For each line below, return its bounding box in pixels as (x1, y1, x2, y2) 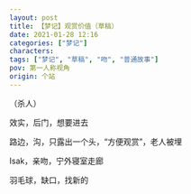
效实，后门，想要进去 (9, 116, 88, 127)
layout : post (9, 13, 59, 23)
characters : (9, 47, 54, 56)
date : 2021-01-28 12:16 (9, 30, 99, 39)
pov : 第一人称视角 (9, 64, 70, 73)
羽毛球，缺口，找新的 (9, 174, 88, 185)
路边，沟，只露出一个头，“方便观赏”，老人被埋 (9, 136, 183, 147)
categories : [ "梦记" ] (9, 38, 88, 48)
